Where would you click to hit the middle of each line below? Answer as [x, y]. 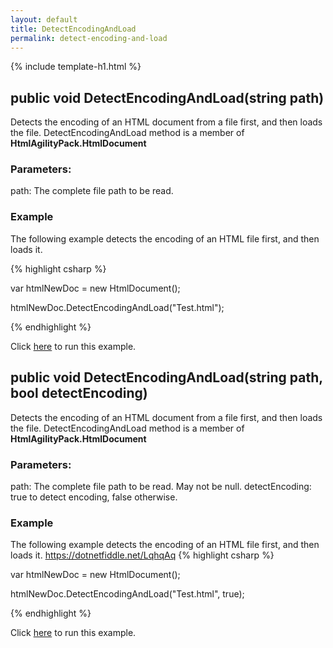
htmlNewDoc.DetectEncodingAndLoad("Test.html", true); [127, 594]
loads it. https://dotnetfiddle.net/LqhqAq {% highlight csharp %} [142, 555]
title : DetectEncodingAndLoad [73, 29]
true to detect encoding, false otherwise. [94, 497]
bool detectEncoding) [79, 393]
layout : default [44, 19]
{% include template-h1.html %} [76, 67]
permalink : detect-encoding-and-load [89, 38]
